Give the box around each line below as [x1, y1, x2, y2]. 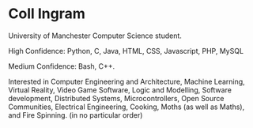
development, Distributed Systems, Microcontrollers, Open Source [8, 93, 225, 103]
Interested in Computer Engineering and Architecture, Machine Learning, [8, 77, 245, 86]
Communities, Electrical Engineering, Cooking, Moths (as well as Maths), [8, 102, 245, 111]
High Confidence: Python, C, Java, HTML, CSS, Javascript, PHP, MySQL [8, 46, 244, 55]
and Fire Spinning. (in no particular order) [8, 110, 143, 119]
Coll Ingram [8, 5, 85, 23]
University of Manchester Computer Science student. [8, 31, 182, 40]
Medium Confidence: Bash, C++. [8, 61, 115, 71]
